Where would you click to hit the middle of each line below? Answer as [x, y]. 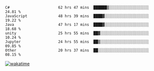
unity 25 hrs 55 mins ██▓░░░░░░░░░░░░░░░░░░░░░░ [77, 33]
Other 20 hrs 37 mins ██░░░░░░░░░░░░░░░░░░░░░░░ [77, 50]
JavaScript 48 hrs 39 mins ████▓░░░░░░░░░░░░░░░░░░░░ [77, 16]
